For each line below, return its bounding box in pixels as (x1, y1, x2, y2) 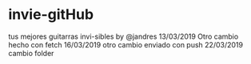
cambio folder (8, 48, 54, 58)
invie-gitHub (8, 6, 94, 24)
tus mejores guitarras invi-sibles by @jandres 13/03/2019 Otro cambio (8, 32, 239, 41)
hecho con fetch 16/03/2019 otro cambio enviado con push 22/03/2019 (8, 40, 244, 49)
